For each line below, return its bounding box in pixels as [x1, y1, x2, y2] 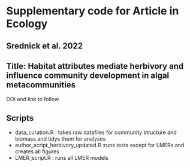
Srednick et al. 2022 [6, 41, 83, 51]
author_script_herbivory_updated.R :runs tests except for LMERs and [14, 142, 185, 149]
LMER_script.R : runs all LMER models [14, 154, 109, 162]
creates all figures [14, 148, 60, 155]
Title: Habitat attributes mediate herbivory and [6, 61, 184, 71]
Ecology [6, 17, 48, 31]
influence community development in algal [6, 70, 170, 80]
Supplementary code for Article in [6, 4, 179, 18]
